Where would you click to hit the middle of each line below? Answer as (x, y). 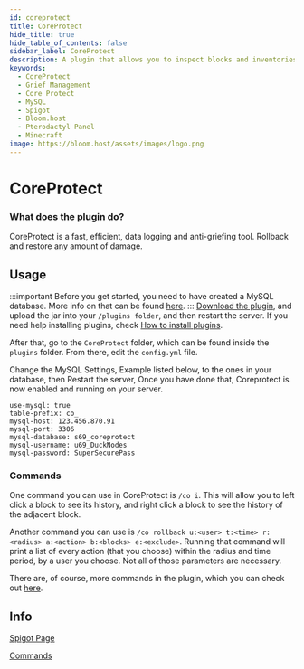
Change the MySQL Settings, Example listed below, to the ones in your (141, 370)
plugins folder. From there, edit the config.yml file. (104, 353)
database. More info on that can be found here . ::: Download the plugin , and (151, 306)
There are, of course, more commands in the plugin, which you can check (147, 579)
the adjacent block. (45, 514)
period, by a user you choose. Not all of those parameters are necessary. (146, 561)
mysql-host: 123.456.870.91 (62, 421)
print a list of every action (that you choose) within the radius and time (140, 551)
